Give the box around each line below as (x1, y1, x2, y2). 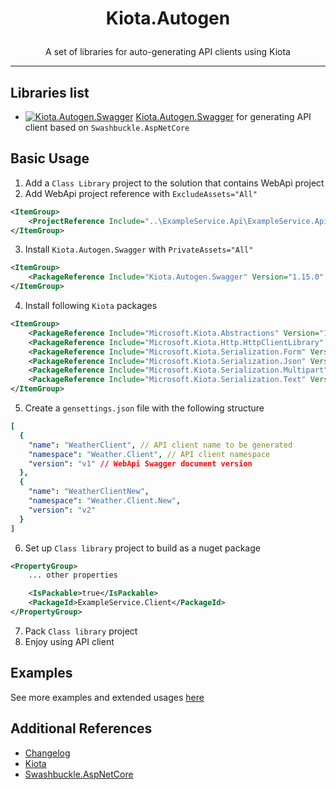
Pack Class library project (24, 625, 138, 637)
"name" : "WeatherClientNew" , (28, 487, 150, 497)
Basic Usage (10, 150, 90, 167)
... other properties (28, 570, 118, 581)
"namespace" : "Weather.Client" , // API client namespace (28, 449, 271, 459)
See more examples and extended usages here (10, 691, 205, 703)
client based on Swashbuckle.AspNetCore (24, 122, 190, 133)
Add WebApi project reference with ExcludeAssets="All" (24, 187, 258, 199)
